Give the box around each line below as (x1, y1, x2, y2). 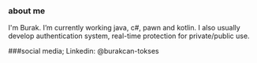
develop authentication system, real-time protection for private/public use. (8, 31, 250, 40)
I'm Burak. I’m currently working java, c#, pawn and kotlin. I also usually (8, 23, 240, 33)
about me (8, 5, 46, 16)
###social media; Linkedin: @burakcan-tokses (8, 47, 159, 56)
